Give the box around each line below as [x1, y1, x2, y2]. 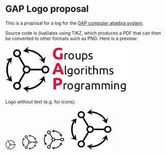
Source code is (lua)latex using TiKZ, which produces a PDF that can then [5, 30, 161, 36]
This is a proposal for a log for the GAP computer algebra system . [5, 20, 144, 26]
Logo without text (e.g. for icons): [5, 98, 76, 105]
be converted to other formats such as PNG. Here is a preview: [5, 35, 138, 41]
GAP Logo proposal [5, 3, 89, 15]
